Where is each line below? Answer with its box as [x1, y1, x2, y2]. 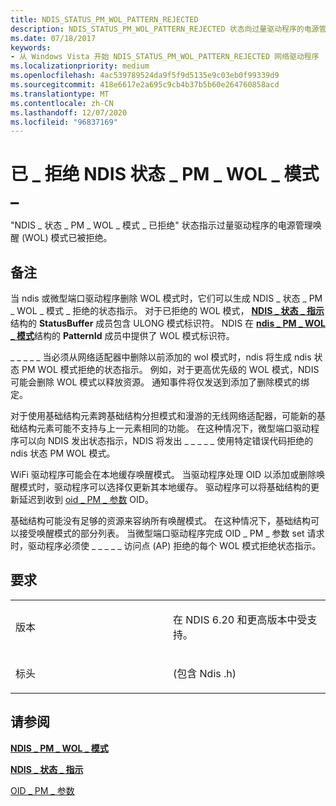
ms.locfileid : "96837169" [10, 117, 118, 127]
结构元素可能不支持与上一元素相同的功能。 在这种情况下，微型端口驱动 [18, 422, 311, 434]
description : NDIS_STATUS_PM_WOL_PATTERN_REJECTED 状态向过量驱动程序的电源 [10, 24, 320, 34]
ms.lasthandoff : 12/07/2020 [10, 107, 128, 118]
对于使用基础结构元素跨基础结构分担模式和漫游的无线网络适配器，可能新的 [10, 410, 317, 421]
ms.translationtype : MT [10, 89, 110, 99]
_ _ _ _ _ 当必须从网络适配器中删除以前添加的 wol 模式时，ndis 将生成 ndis [10, 351, 312, 363]
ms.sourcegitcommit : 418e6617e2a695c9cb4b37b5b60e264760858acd [10, 80, 280, 90]
